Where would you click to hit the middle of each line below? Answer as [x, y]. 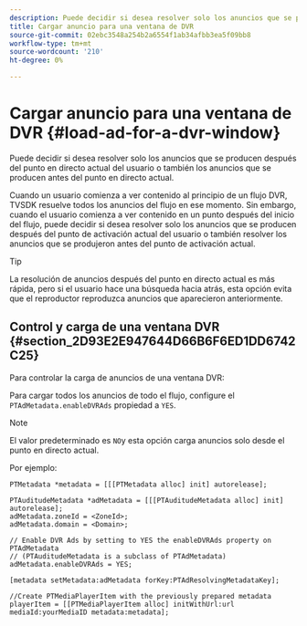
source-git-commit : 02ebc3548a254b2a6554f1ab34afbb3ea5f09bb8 [130, 35]
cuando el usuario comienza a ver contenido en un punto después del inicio [152, 214]
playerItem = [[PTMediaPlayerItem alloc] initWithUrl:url [122, 604]
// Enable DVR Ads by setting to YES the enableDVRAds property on [141, 540]
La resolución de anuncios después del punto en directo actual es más [143, 278]
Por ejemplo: [33, 467]
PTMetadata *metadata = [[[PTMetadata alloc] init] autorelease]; [138, 485]
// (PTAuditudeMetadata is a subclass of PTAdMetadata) [118, 556]
